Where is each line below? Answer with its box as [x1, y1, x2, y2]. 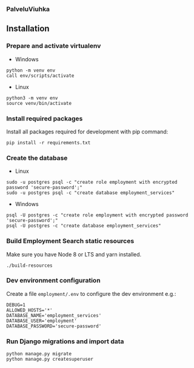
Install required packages [6, 114, 83, 122]
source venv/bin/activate [6, 100, 72, 106]
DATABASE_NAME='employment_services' [6, 312, 102, 318]
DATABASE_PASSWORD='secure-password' [6, 323, 102, 329]
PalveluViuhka [6, 5, 50, 13]
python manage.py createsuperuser [6, 356, 94, 363]
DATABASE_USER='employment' [6, 318, 78, 324]
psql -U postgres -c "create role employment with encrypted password [6, 212, 189, 218]
